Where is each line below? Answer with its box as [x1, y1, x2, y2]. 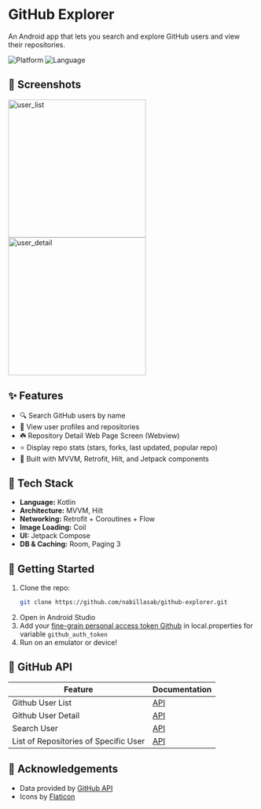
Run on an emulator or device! [19, 638, 118, 648]
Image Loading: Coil [19, 522, 86, 533]
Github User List [12, 697, 72, 708]
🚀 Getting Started [8, 562, 95, 576]
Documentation [152, 684, 212, 695]
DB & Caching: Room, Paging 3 [19, 540, 121, 549]
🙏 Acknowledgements [8, 763, 119, 776]
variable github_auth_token [19, 629, 108, 639]
